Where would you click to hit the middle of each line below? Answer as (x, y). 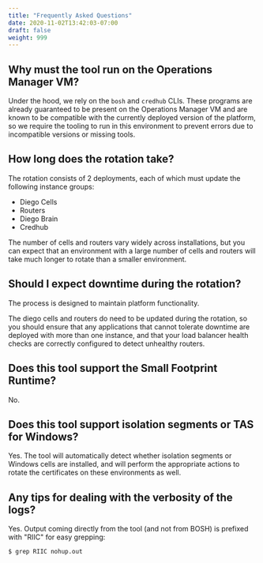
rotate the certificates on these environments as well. (95, 473)
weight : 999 (28, 38)
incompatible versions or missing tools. (72, 134)
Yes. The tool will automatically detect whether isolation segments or (120, 456)
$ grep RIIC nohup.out (45, 552)
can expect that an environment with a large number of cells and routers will (132, 250)
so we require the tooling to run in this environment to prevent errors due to (131, 126)
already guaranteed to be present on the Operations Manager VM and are (128, 109)
